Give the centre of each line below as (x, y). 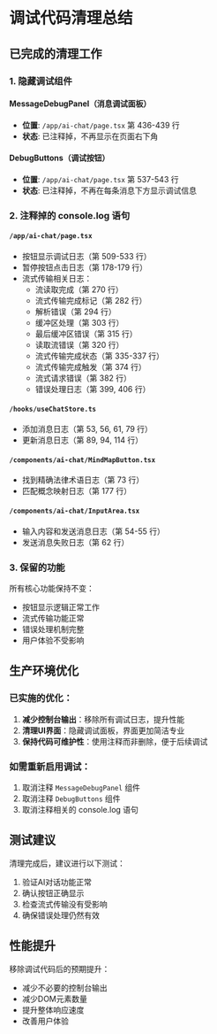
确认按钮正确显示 (53, 893)
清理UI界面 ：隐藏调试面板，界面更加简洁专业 (103, 730)
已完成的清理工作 (56, 54)
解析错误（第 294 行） (75, 312)
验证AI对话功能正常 (57, 882)
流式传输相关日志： (57, 279)
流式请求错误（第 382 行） (83, 378)
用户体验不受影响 (53, 640)
